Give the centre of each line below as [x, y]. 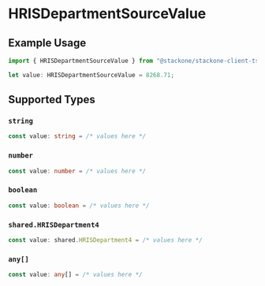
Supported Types [52, 100]
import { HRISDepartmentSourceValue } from [81, 61]
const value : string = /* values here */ [77, 136]
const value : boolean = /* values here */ [79, 206]
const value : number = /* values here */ [77, 171]
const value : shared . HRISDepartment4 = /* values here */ [105, 240]
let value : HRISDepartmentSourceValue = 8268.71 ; [91, 75]
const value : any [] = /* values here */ [76, 275]
